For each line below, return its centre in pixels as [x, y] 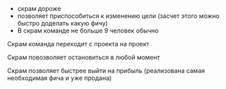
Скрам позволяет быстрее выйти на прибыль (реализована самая [106, 71]
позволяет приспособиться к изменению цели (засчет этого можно [118, 16]
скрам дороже [39, 9]
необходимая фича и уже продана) [59, 78]
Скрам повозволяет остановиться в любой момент [84, 57]
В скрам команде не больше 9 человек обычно [88, 30]
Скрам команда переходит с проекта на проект [78, 44]
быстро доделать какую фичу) [63, 23]
